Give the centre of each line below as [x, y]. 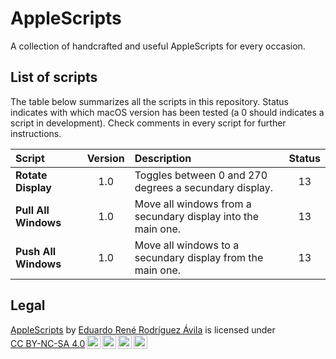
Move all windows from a [193, 204]
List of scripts [54, 77]
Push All [36, 251]
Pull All [32, 210]
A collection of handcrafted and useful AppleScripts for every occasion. [158, 46]
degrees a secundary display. [204, 187]
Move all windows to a [187, 245]
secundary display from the [199, 257]
